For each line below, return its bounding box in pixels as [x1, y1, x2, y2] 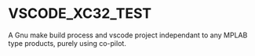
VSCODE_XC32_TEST [8, 5, 151, 23]
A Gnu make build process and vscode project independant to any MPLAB [8, 30, 248, 40]
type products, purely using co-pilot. [8, 38, 127, 47]
